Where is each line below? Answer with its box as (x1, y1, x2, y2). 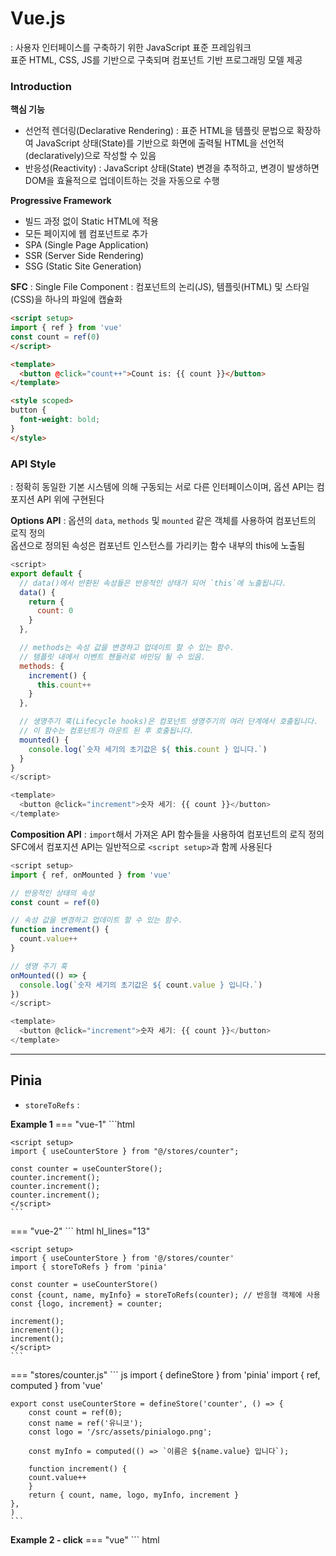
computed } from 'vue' (10, 1379, 103, 1391)
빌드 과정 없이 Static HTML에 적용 (24, 215, 159, 227)
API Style (10, 457, 57, 471)
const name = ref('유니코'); (28, 1418, 143, 1428)
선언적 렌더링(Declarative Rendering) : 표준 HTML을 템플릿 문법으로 (24, 125, 295, 137)
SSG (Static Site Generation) (24, 260, 142, 272)
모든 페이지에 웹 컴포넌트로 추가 (24, 228, 148, 240)
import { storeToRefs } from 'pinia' (10, 1262, 168, 1272)
